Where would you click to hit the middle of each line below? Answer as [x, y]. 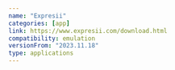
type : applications [41, 53]
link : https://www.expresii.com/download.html [88, 31]
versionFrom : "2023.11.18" [54, 46]
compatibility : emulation [52, 38]
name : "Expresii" [37, 16]
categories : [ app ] [39, 23]
